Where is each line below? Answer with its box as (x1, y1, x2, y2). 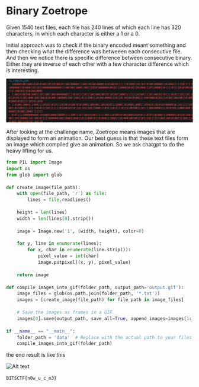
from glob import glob (6, 172, 62, 178)
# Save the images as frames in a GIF (17, 309, 113, 315)
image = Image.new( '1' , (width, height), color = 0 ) (17, 228, 145, 234)
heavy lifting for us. (6, 147, 53, 155)
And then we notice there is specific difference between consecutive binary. (6, 54, 192, 61)
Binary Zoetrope (6, 4, 88, 18)
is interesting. (6, 66, 40, 73)
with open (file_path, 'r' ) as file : (17, 191, 108, 197)
